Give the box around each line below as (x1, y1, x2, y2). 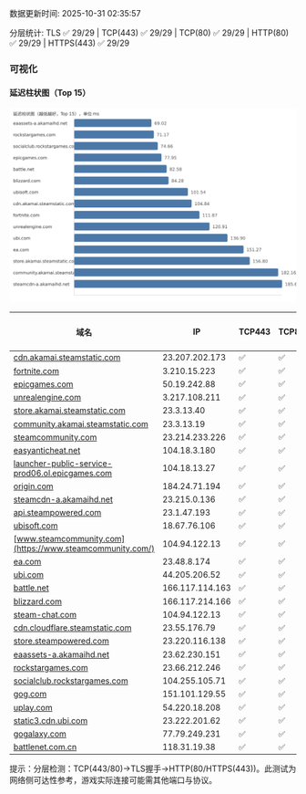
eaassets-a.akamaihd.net (13, 649, 110, 660)
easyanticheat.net (13, 445, 81, 456)
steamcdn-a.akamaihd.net (13, 494, 114, 505)
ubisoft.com (13, 520, 58, 531)
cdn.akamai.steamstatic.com (13, 352, 121, 363)
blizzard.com (13, 596, 62, 607)
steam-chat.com (13, 609, 77, 620)
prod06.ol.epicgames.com (13, 467, 112, 478)
